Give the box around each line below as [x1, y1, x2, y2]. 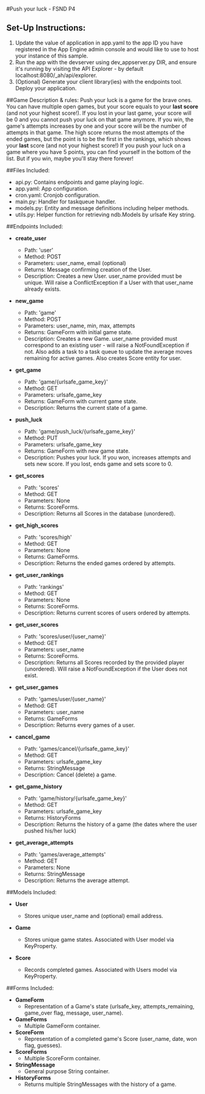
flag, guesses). [24, 1041, 62, 1049]
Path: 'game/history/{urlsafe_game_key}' [24, 794, 127, 802]
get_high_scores [15, 522, 59, 529]
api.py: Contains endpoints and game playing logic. [15, 178, 145, 186]
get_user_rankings [15, 571, 64, 578]
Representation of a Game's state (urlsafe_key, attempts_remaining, [24, 1002, 195, 1010]
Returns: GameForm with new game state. [24, 447, 130, 454]
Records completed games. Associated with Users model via [24, 966, 178, 973]
